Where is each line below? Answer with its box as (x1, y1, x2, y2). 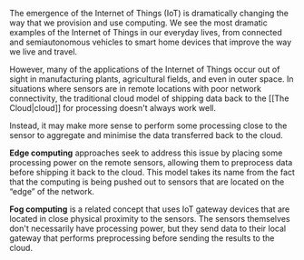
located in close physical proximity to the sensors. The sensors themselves (9, 214, 290, 224)
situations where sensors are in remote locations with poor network (9, 84, 261, 94)
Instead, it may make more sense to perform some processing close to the (9, 120, 288, 131)
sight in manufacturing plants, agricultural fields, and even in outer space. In (9, 74, 294, 85)
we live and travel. (9, 46, 78, 57)
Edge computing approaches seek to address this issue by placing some (9, 147, 283, 158)
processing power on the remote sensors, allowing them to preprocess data (9, 157, 293, 167)
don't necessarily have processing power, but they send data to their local (9, 223, 287, 234)
